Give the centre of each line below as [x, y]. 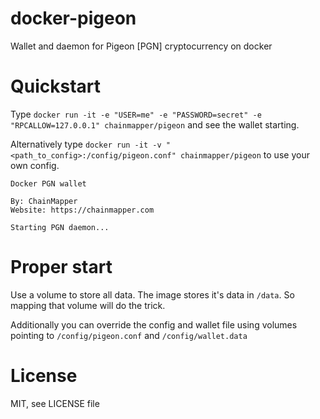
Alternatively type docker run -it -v [86, 144]
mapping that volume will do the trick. [88, 305]
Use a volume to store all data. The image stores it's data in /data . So [152, 294]
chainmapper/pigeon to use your [245, 154]
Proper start [61, 267]
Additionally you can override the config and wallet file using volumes [154, 324]
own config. [35, 165]
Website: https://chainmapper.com [82, 210]
